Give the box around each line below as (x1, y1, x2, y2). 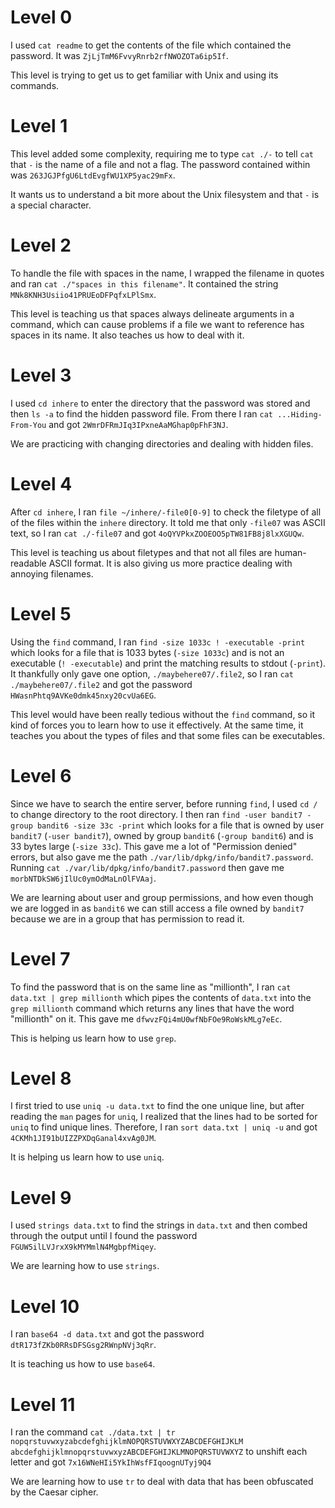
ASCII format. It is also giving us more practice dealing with (48, 557, 293, 569)
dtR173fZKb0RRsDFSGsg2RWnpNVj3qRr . (10, 1339, 157, 1351)
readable (10, 557, 47, 569)
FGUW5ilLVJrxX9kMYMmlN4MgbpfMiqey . (10, 1241, 157, 1253)
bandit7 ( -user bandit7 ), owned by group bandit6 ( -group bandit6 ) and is (10, 829, 314, 841)
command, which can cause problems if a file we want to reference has (10, 318, 305, 330)
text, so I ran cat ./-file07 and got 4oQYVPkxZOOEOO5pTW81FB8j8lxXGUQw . (10, 527, 305, 539)
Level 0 (10, 6, 73, 29)
